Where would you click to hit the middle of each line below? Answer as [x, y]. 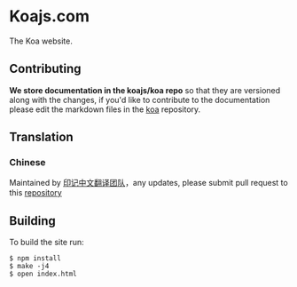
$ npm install [35, 259]
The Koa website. [41, 41]
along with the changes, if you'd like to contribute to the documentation [140, 100]
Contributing [45, 69]
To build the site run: [47, 243]
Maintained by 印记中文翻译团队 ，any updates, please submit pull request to [148, 183]
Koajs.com [50, 16]
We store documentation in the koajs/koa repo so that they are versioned [145, 90]
